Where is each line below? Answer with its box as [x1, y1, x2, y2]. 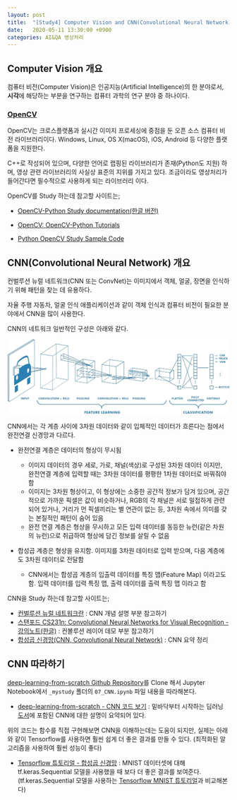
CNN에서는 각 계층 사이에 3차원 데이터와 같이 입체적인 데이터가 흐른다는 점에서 [7, 422, 224, 430]
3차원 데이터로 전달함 [25, 555, 85, 563]
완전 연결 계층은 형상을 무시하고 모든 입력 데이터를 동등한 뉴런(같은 [28, 523, 212, 531]
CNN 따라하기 [7, 658, 65, 670]
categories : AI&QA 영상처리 [7, 34, 84, 41]
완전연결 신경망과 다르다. [7, 431, 75, 439]
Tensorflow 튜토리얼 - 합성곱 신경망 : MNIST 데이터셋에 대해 [17, 758, 186, 767]
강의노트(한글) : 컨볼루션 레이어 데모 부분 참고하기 [17, 626, 154, 635]
